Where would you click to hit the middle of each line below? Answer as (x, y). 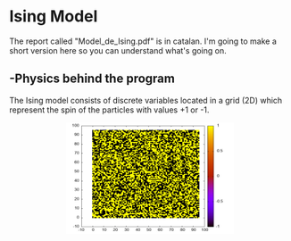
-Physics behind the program (92, 79)
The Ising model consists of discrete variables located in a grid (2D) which (146, 100)
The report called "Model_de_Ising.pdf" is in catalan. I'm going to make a (143, 41)
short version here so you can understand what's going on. (118, 50)
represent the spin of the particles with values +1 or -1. (109, 110)
